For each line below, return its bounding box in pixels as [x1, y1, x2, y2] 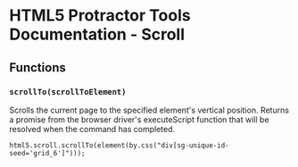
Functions [9, 60, 67, 75]
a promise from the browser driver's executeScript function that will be [9, 113, 269, 125]
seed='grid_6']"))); [9, 148, 87, 157]
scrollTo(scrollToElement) [9, 87, 127, 96]
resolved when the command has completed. [9, 123, 176, 134]
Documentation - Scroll [9, 24, 186, 45]
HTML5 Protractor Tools [9, 5, 191, 26]
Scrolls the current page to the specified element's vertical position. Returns [9, 104, 290, 115]
